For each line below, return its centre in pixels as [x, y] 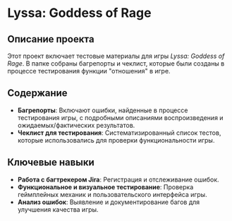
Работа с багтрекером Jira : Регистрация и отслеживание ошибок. [118, 179]
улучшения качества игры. [58, 209]
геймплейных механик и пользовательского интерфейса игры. [112, 194]
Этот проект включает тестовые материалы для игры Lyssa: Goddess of [116, 56]
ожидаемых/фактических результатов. [76, 125]
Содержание [38, 93]
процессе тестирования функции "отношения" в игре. [89, 71]
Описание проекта [51, 39]
